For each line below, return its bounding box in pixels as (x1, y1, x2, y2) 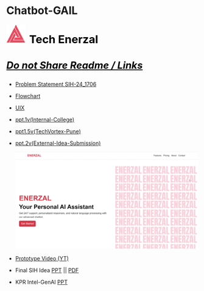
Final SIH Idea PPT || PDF (15, 266, 79, 274)
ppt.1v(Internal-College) (15, 116, 75, 123)
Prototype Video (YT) (15, 254, 69, 262)
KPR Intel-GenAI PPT (15, 278, 68, 286)
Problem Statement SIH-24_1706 (15, 80, 97, 88)
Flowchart (15, 92, 41, 99)
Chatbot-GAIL (6, 4, 78, 18)
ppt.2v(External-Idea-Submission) (15, 139, 101, 147)
